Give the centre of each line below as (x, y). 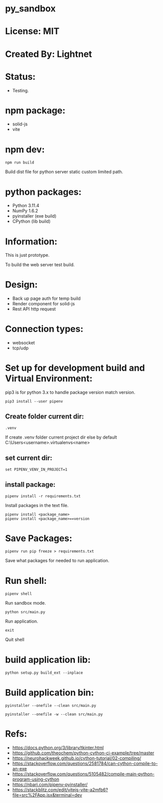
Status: (20, 77)
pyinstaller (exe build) (34, 216)
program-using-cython (36, 779)
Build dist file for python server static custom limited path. (64, 172)
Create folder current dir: (45, 417)
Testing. (21, 90)
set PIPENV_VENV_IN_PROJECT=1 (36, 469)
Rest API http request (34, 309)
